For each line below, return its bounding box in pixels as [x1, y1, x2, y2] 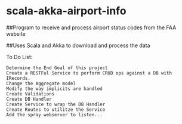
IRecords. [6, 75, 31, 81]
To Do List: [6, 53, 33, 60]
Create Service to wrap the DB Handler [6, 101, 106, 107]
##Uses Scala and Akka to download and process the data [6, 42, 150, 49]
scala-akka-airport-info [6, 4, 127, 18]
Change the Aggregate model [6, 80, 76, 86]
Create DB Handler [6, 96, 52, 102]
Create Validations [6, 91, 55, 97]
